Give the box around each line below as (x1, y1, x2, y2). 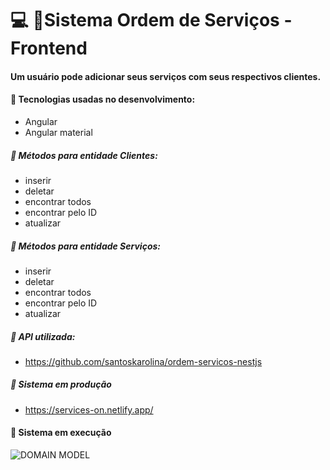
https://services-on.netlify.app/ (24, 403, 154, 416)
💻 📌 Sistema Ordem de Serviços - (10, 9, 293, 32)
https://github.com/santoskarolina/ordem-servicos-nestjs (24, 355, 263, 367)
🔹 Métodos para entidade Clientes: (10, 149, 158, 161)
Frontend (10, 37, 88, 60)
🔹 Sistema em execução (10, 427, 112, 439)
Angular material (24, 126, 93, 138)
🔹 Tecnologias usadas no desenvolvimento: (10, 93, 196, 106)
